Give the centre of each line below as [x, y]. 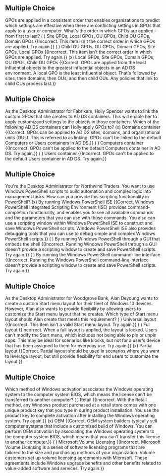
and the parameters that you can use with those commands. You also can [80, 218]
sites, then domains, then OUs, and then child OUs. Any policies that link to [82, 78]
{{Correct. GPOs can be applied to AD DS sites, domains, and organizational [83, 132]
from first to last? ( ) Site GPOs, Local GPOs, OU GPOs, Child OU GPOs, [78, 36]
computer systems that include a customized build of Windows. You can [79, 426]
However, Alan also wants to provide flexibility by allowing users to [73, 309]
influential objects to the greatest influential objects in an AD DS [70, 68]
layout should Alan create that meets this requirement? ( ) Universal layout [81, 319]
